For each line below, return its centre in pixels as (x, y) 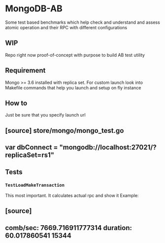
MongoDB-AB (34, 9)
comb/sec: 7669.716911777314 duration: (68, 228)
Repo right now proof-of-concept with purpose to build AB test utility (75, 55)
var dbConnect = (32, 147)
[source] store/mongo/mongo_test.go (65, 131)
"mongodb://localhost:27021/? (108, 147)
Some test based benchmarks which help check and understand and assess (82, 22)
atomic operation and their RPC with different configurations (66, 27)
